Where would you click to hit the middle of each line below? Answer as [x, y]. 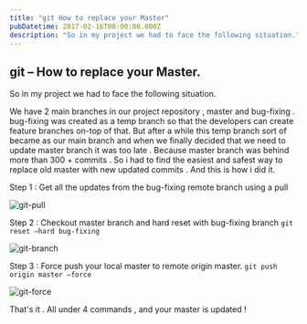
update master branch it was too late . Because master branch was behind [149, 151]
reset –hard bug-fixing [55, 232]
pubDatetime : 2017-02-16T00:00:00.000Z [85, 26]
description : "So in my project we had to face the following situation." [155, 35]
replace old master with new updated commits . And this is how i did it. [143, 170]
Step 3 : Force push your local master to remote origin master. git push [143, 267]
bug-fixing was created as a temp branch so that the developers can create [152, 121]
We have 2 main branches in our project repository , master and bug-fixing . [152, 111]
